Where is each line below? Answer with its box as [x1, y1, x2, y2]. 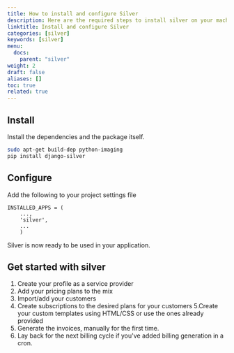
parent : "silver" [19, 56, 70, 63]
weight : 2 [7, 62, 36, 69]
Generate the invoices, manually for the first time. [17, 324, 159, 333]
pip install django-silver [7, 152, 86, 159]
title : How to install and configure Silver [7, 10, 139, 17]
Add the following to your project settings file [7, 190, 137, 199]
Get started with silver [7, 261, 106, 273]
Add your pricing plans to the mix [17, 287, 114, 296]
